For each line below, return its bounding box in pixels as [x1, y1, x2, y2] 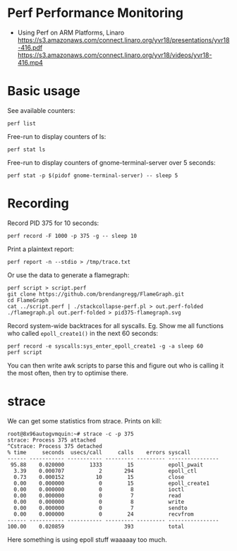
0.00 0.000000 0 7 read [13, 492, 181, 499]
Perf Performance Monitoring [7, 5, 183, 21]
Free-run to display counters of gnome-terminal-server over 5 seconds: [7, 158, 217, 166]
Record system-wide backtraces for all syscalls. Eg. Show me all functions [7, 321, 224, 329]
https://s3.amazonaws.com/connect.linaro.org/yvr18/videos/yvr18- [17, 51, 212, 59]
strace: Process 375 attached [7, 436, 97, 444]
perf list [7, 120, 37, 127]
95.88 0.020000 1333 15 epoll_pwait [10, 461, 203, 468]
